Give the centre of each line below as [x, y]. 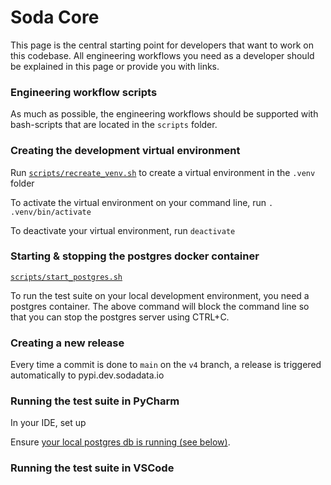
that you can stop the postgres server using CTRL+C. [120, 317]
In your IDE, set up [48, 423]
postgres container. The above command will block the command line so [160, 306]
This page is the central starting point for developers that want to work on [162, 45]
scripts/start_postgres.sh [66, 277]
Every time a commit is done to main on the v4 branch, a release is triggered [166, 365]
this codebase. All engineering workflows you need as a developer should [162, 55]
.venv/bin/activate [51, 212]
